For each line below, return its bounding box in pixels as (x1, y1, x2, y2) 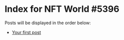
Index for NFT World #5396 (4, 3, 120, 15)
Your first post (11, 29, 41, 35)
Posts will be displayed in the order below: (4, 20, 91, 26)
